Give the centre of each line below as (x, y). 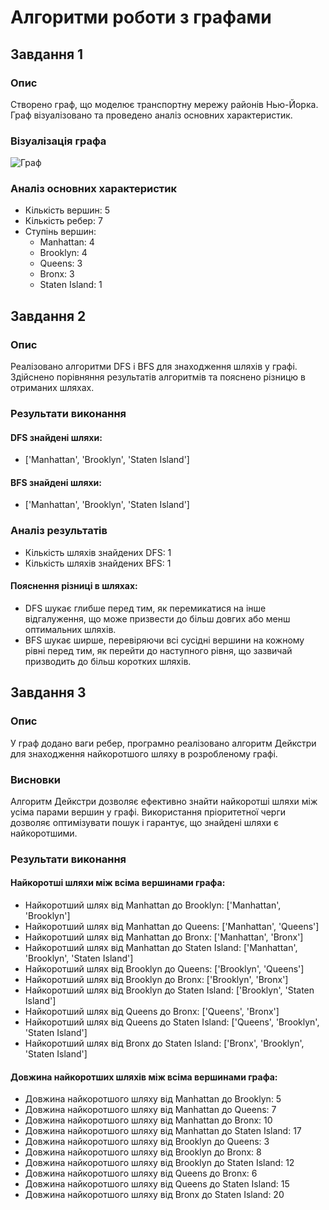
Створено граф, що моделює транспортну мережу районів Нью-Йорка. (164, 104)
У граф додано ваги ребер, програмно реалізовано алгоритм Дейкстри (163, 743)
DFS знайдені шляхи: (56, 437)
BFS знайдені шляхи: (56, 482)
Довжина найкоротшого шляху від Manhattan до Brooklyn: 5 (153, 1099)
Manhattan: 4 (67, 242)
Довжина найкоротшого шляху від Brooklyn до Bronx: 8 (143, 1152)
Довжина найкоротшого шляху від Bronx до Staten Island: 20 (154, 1195)
